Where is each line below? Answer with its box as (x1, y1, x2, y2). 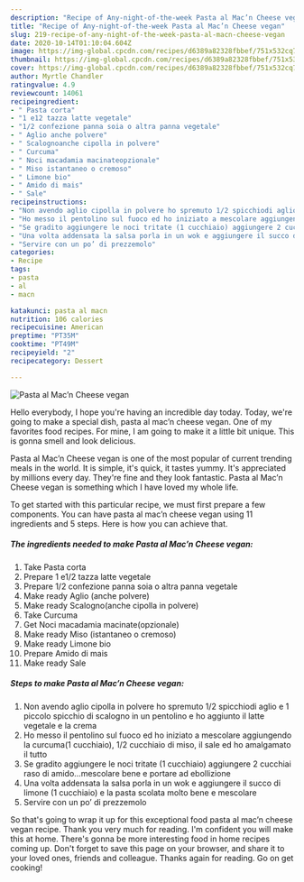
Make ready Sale (23, 657, 87, 668)
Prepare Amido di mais (23, 648, 108, 658)
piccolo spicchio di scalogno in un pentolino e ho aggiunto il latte (23, 710, 265, 721)
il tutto (23, 749, 48, 759)
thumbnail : (10, 55, 51, 64)
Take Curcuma (23, 610, 78, 620)
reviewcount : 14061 (10, 88, 84, 97)
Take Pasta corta (23, 561, 87, 573)
